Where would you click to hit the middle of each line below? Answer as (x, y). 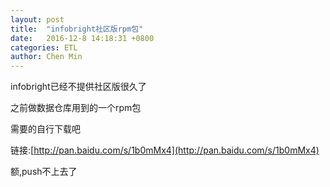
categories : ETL (44, 47)
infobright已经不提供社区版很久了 (78, 87)
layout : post (37, 19)
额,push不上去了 (44, 172)
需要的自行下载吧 (45, 129)
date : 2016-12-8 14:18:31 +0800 (82, 38)
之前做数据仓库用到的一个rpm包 (76, 108)
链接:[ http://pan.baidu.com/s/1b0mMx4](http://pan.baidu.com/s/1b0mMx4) (165, 150)
